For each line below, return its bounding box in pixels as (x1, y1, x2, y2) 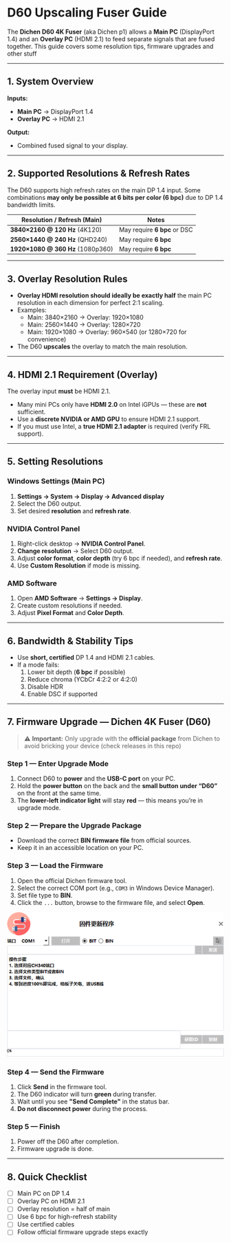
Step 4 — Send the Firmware (7, 1067, 104, 1077)
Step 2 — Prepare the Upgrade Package (7, 821, 142, 831)
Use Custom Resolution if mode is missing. (16, 561, 141, 570)
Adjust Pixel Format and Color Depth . (16, 609, 125, 617)
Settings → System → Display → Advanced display (16, 492, 165, 500)
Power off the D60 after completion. (16, 1137, 119, 1145)
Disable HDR (27, 682, 63, 691)
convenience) (27, 335, 67, 344)
